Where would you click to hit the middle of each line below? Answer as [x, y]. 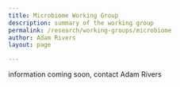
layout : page [30, 45]
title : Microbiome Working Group [63, 15]
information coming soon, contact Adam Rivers [85, 74]
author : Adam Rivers [42, 38]
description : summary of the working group [81, 23]
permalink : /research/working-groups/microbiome [90, 30]
